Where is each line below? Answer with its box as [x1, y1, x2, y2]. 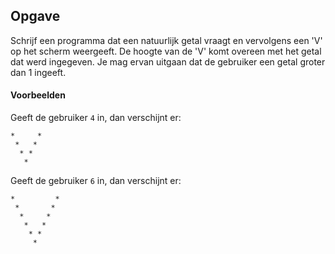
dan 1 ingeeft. [10, 66, 67, 78]
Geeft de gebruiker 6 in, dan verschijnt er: [10, 175, 182, 187]
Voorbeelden [10, 89, 66, 101]
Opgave [10, 8, 61, 25]
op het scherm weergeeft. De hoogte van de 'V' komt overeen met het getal [10, 45, 322, 57]
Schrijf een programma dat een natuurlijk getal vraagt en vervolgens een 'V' [10, 34, 323, 46]
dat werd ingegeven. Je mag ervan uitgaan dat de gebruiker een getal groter [10, 55, 326, 68]
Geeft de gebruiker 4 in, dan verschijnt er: [10, 112, 182, 124]
